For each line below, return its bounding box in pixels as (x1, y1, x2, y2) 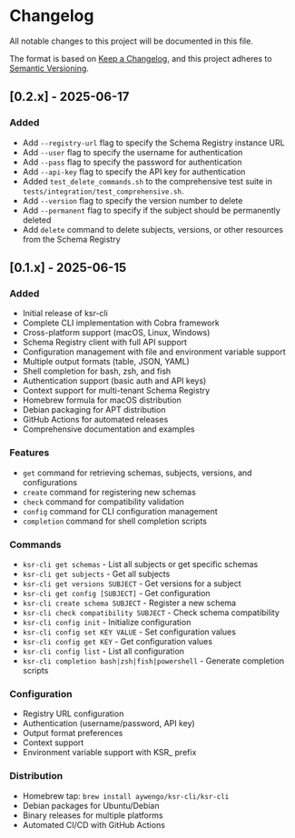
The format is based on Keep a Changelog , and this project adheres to (9, 53, 272, 64)
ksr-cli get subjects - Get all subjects (22, 568, 171, 579)
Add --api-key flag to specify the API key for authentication (22, 165, 246, 177)
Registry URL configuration (22, 708, 124, 719)
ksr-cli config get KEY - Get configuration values (22, 635, 213, 646)
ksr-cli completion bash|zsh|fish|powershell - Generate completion (22, 655, 285, 666)
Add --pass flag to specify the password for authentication (22, 156, 242, 167)
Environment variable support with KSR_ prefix (22, 747, 197, 758)
